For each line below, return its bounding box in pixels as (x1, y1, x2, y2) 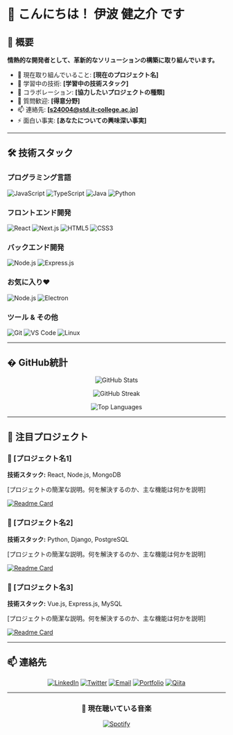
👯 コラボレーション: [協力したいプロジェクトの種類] (17, 88, 165, 96)
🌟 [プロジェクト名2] (7, 518, 74, 528)
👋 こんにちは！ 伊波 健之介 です (7, 6, 185, 22)
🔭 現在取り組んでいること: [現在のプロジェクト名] (17, 71, 159, 79)
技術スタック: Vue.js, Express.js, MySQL (7, 599, 123, 608)
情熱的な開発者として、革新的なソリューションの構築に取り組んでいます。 (7, 56, 218, 64)
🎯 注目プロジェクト (7, 431, 89, 443)
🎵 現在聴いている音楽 (81, 703, 152, 713)
